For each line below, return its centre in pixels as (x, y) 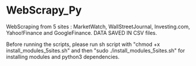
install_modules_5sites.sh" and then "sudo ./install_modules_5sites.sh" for (96, 50)
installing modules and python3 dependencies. (63, 57)
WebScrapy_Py (44, 10)
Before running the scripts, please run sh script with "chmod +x (83, 44)
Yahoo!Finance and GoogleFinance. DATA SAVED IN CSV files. (82, 32)
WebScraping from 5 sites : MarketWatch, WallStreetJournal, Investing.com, (98, 27)
